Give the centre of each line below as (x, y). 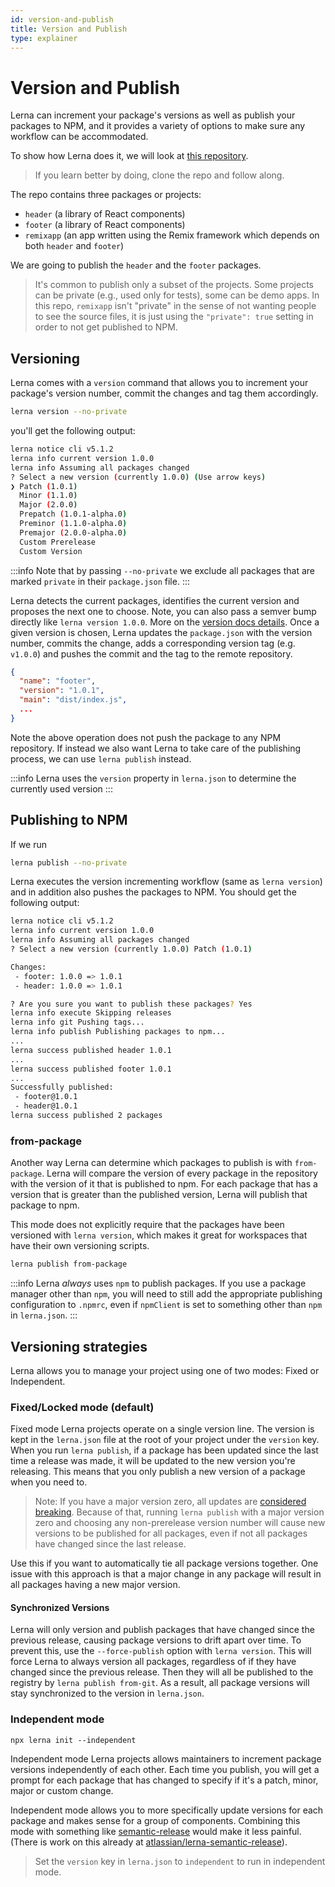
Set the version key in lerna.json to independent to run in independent (180, 1861)
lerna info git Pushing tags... (77, 1022)
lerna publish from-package (69, 1264)
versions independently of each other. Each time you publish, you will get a (165, 1769)
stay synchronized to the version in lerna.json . (107, 1693)
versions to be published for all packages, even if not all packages (171, 1533)
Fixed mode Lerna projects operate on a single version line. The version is (162, 1429)
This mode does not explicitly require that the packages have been (147, 1225)
